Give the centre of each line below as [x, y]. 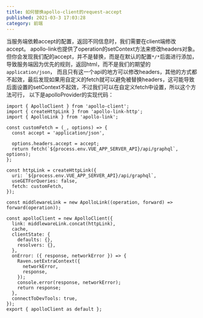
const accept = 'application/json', [58, 133]
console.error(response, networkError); [69, 283]
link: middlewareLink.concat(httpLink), [64, 224]
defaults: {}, [35, 240]
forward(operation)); [34, 208]
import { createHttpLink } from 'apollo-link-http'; [75, 112]
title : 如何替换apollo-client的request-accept [64, 12]
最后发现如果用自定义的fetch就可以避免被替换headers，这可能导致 [111, 79]
